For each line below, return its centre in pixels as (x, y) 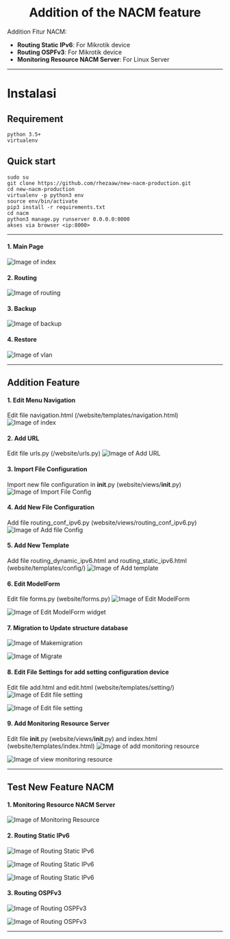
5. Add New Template (38, 545)
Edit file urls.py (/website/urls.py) (54, 453)
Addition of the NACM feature (115, 13)
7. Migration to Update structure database (68, 627)
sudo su (18, 177)
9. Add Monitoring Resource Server (58, 723)
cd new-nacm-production (41, 189)
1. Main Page (25, 247)
